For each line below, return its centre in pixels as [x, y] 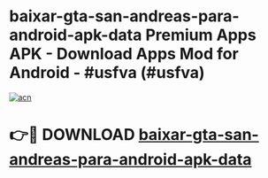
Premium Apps [201, 35]
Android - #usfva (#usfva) [107, 73]
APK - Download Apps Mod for [124, 54]
